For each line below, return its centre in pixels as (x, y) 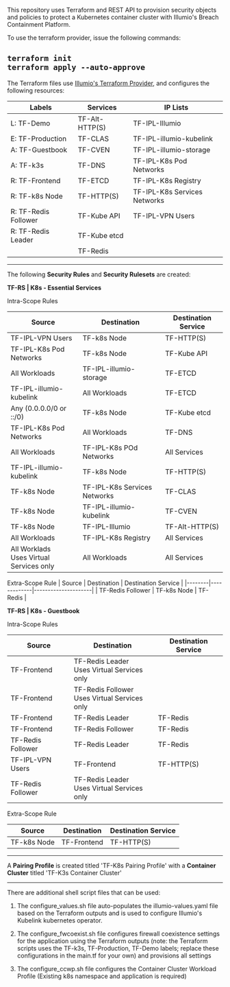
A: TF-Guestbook (39, 150)
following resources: (36, 90)
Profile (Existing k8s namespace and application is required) (102, 976)
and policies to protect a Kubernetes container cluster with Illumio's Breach (113, 17)
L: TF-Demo (30, 123)
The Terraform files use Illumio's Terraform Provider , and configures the (108, 83)
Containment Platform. (39, 24)
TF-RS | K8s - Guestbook (43, 610)
